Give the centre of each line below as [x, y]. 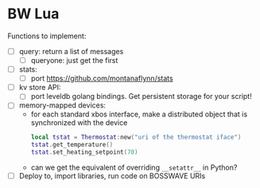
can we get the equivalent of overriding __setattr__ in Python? [134, 167]
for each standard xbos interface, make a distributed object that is [139, 114]
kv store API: [40, 88]
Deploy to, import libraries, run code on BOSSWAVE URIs [112, 176]
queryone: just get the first [74, 60]
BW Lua [33, 14]
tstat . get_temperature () [72, 145]
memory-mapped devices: [62, 105]
